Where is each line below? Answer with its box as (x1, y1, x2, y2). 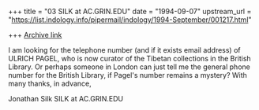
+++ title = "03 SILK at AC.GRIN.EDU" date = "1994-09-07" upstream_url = (8, 7, 252, 16)
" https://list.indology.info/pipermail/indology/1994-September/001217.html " (8, 15, 252, 24)
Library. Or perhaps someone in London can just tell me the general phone (8, 62, 250, 71)
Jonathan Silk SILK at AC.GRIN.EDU (8, 94, 124, 103)
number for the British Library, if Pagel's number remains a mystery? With (8, 71, 247, 79)
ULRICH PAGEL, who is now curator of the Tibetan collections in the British (8, 54, 251, 63)
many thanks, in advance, (8, 79, 92, 88)
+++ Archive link (8, 31, 62, 39)
